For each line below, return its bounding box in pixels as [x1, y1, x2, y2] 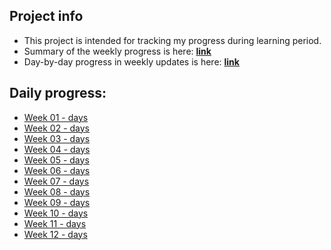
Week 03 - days [23, 132, 91, 144]
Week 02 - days [23, 122, 90, 134]
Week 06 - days [23, 164, 91, 176]
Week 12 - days [23, 228, 88, 240]
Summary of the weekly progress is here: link [23, 45, 212, 57]
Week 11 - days [23, 217, 87, 229]
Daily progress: [9, 85, 107, 102]
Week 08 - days [23, 185, 91, 198]
